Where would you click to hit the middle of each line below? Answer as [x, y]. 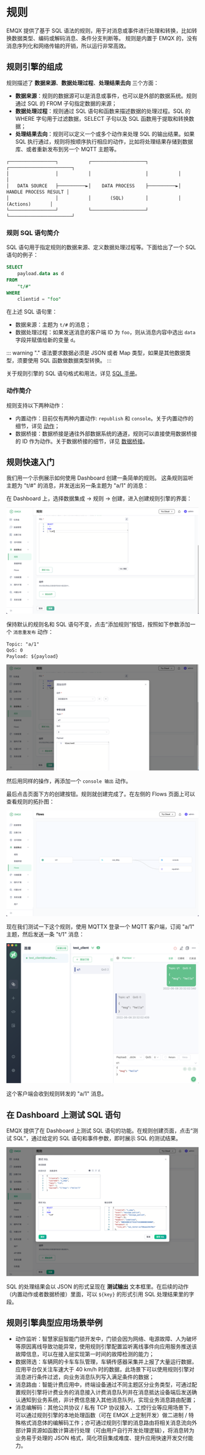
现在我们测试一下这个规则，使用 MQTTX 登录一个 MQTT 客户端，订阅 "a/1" [100, 927]
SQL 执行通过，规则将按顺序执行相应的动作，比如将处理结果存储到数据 [104, 142]
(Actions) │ [30, 204]
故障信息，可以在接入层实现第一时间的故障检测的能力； [85, 1354]
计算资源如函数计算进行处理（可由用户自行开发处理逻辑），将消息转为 [107, 1430]
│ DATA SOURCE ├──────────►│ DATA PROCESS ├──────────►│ [94, 186]
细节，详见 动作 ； [37, 426]
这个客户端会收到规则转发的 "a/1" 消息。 [57, 1094]
